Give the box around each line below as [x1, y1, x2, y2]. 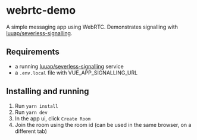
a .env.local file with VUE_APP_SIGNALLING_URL [14, 69, 138, 76]
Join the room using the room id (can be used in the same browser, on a [14, 121, 192, 128]
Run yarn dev [14, 108, 48, 116]
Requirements [6, 47, 60, 57]
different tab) [14, 127, 48, 135]
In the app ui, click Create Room [14, 114, 91, 122]
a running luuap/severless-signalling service [14, 63, 124, 70]
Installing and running [6, 86, 89, 97]
